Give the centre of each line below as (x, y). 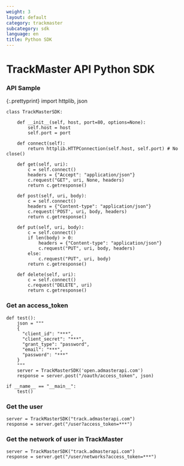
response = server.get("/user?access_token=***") (70, 424)
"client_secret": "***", (53, 339)
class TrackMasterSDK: (34, 112)
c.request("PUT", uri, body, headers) (87, 249)
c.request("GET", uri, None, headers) (76, 181)
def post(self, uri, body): (52, 196)
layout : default (26, 17)
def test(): (21, 318)
